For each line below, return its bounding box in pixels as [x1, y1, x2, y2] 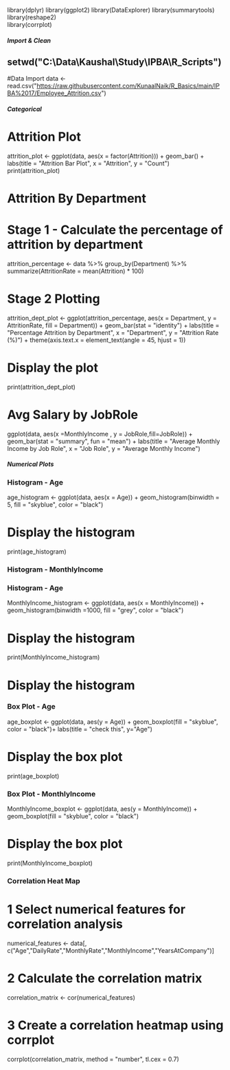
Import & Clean [7, 36, 51, 44]
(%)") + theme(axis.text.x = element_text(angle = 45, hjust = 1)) [7, 336, 186, 344]
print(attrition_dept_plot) [7, 383, 76, 391]
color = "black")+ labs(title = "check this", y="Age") [7, 725, 153, 733]
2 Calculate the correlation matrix [7, 971, 203, 987]
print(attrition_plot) [7, 166, 60, 174]
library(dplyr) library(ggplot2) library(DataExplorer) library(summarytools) [7, 6, 215, 14]
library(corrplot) [7, 21, 53, 28]
